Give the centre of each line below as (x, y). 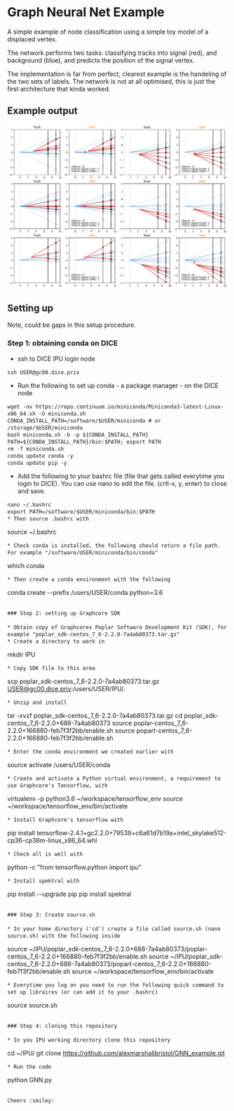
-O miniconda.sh (62, 413)
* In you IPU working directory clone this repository (89, 1040)
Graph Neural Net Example (86, 12)
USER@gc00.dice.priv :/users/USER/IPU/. (67, 688)
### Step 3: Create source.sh (51, 915)
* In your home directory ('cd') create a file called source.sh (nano (114, 929)
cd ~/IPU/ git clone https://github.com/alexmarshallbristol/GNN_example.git (116, 1053)
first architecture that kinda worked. (59, 89)
